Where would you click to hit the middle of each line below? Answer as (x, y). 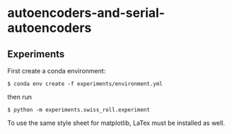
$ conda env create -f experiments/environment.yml (85, 84)
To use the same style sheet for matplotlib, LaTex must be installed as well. (116, 123)
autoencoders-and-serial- (86, 13)
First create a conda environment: (57, 71)
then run (20, 97)
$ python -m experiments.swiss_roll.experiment (79, 110)
